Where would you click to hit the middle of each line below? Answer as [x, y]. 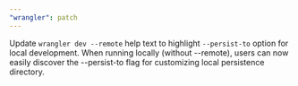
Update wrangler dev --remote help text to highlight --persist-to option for [149, 43]
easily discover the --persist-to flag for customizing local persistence [137, 62]
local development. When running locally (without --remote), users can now [149, 52]
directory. [27, 72]
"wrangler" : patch [43, 17]
